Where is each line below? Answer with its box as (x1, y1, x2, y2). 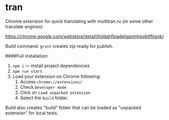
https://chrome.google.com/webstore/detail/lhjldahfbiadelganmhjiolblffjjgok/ (5, 33, 164, 39)
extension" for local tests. (5, 110, 59, 116)
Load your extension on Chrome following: (12, 73, 101, 79)
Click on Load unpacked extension (20, 89, 91, 95)
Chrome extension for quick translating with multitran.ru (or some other (5, 18, 153, 24)
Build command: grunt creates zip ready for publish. (5, 43, 114, 49)
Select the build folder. (20, 95, 69, 101)
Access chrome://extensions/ (20, 79, 82, 85)
